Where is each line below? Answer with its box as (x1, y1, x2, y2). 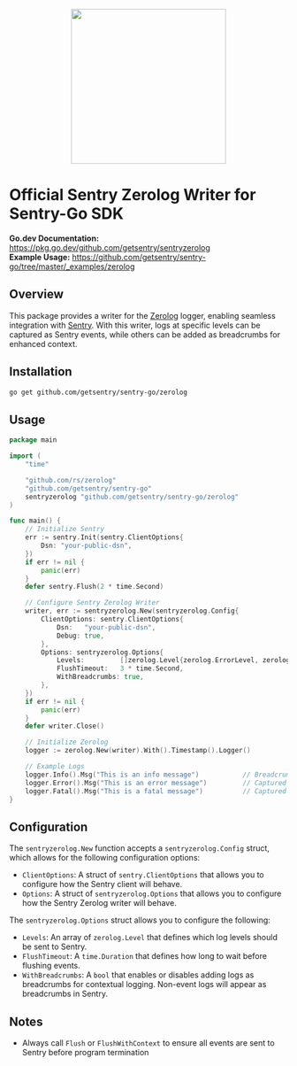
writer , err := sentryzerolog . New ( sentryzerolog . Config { (25, 606, 240, 615)
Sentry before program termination (21, 1047, 149, 1057)
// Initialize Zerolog (25, 738, 109, 747)
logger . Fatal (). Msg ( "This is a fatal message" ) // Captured (25, 786, 287, 796)
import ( (9, 452, 42, 460)
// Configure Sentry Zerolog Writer (25, 599, 161, 607)
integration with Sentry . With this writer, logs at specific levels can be (9, 320, 261, 330)
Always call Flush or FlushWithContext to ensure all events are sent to (21, 1038, 276, 1048)
